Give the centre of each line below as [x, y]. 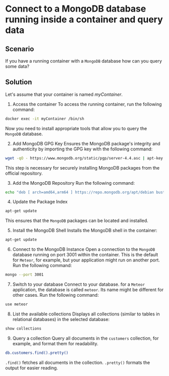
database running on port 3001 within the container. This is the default [85, 255]
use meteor [17, 304]
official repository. [24, 173]
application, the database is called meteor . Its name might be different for [88, 290]
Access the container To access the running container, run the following [87, 104]
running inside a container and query [84, 19]
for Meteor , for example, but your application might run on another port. [86, 260]
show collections [23, 329]
